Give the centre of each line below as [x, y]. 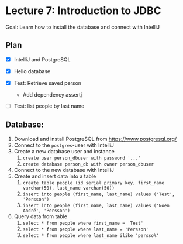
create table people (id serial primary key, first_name [94, 183]
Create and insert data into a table [55, 176]
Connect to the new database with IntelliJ [64, 170]
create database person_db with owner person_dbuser [88, 164]
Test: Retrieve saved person [48, 83]
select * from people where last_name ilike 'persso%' [91, 235]
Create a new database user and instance [64, 151]
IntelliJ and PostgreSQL [42, 59]
